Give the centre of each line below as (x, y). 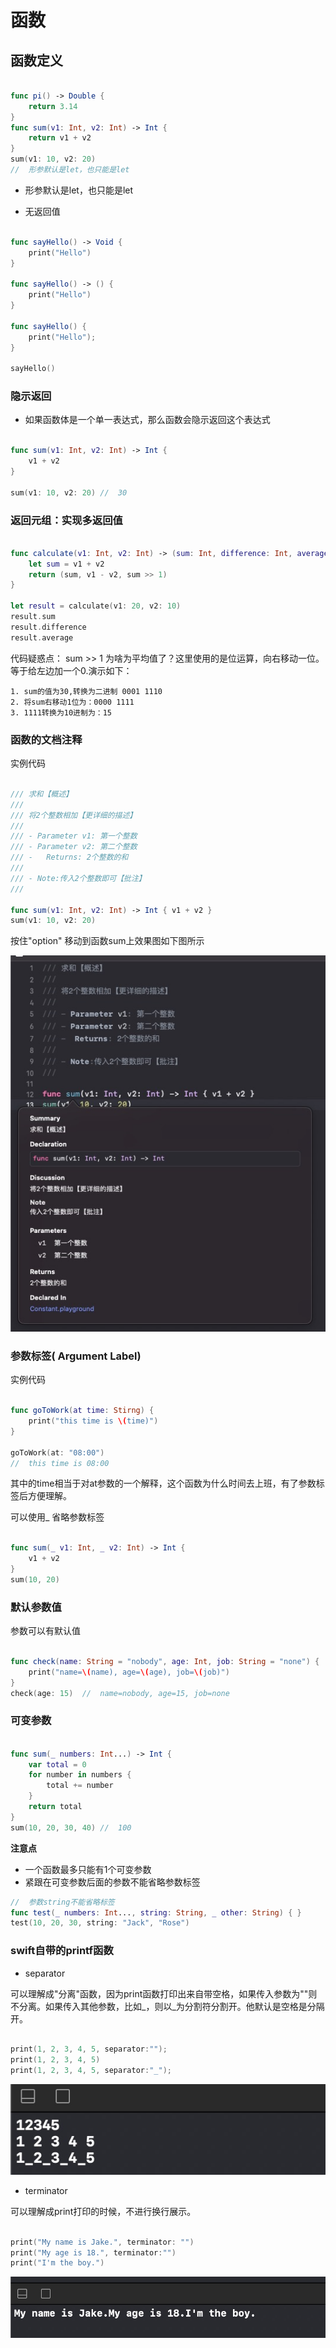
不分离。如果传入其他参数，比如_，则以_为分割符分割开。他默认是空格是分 (163, 2006)
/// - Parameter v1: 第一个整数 (74, 836)
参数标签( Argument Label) (76, 1356)
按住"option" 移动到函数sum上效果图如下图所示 (107, 941)
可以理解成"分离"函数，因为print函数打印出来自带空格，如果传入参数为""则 (164, 1993)
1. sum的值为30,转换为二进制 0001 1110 (86, 691)
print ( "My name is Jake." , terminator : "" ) (102, 2242)
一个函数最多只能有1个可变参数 (88, 1869)
